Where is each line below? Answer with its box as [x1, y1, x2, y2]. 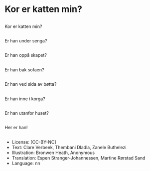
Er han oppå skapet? [4, 52, 47, 58]
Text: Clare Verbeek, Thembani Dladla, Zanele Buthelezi [11, 144, 127, 150]
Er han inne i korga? [4, 96, 45, 102]
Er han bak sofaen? [4, 66, 44, 73]
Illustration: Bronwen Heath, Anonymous [11, 150, 95, 156]
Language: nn [11, 160, 40, 166]
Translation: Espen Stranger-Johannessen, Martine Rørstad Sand [11, 155, 146, 161]
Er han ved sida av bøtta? [4, 81, 57, 87]
